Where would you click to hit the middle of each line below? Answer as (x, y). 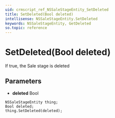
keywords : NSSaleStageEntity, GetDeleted (48, 23)
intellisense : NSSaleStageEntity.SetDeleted (51, 19)
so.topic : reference (26, 28)
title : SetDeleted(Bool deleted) (39, 14)
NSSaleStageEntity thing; (31, 102)
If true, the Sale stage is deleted (37, 66)
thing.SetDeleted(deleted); (34, 111)
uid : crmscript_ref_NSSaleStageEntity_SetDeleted (57, 10)
